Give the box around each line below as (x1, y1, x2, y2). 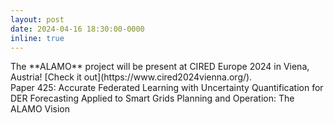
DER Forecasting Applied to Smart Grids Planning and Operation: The (10, 92, 295, 105)
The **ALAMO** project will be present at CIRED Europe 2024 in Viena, (10, 61, 310, 73)
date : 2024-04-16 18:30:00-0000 (10, 24, 145, 34)
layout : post (10, 14, 65, 25)
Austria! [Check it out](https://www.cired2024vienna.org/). (10, 71, 253, 83)
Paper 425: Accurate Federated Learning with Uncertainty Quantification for (10, 82, 324, 94)
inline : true (10, 33, 65, 43)
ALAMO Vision (10, 103, 71, 115)
